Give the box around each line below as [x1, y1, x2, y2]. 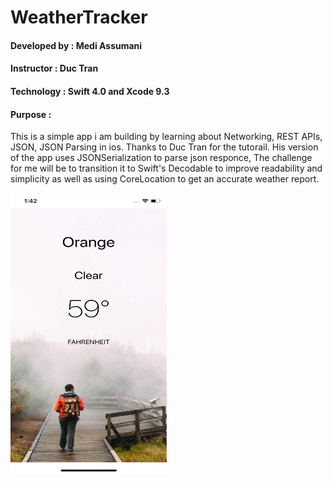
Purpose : [10, 108, 52, 120]
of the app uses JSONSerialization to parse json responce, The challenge [10, 152, 313, 164]
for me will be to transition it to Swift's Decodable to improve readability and [10, 162, 323, 175]
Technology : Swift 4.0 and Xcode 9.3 [10, 85, 170, 97]
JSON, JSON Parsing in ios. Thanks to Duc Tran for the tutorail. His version [10, 141, 319, 153]
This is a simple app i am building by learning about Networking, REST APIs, [10, 131, 323, 143]
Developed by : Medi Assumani [10, 39, 143, 51]
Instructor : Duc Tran [10, 62, 99, 75]
